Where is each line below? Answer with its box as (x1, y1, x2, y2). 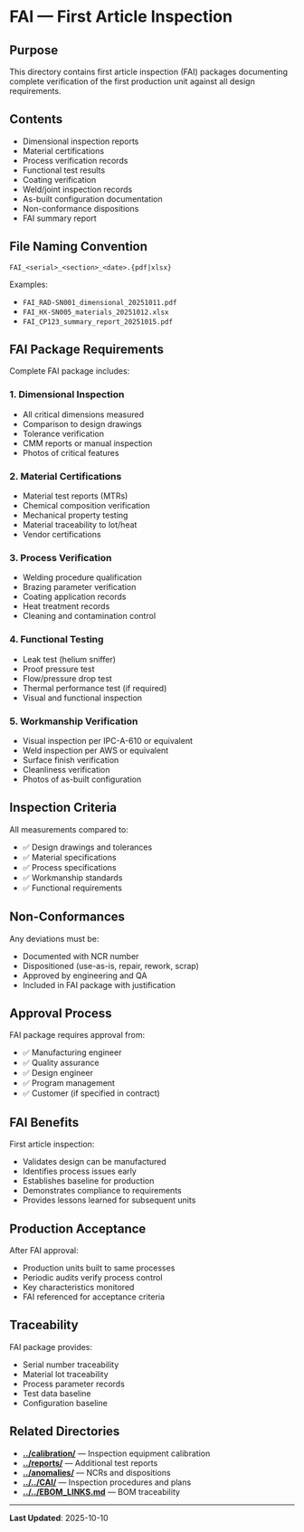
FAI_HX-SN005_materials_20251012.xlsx (22, 308, 169, 317)
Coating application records (22, 591, 127, 603)
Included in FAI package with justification (22, 979, 176, 990)
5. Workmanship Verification (9, 715, 138, 728)
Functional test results (22, 165, 106, 176)
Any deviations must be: (9, 933, 100, 944)
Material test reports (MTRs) (22, 490, 128, 501)
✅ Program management (22, 1078, 116, 1089)
